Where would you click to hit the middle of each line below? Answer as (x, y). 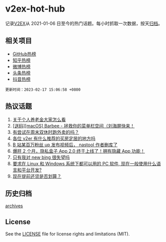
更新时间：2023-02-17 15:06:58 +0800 (43, 89)
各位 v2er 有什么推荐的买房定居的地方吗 (54, 138)
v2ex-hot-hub (35, 9)
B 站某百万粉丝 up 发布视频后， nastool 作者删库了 (65, 145)
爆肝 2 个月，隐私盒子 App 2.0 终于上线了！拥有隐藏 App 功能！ (79, 151)
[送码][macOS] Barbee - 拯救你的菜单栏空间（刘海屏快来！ (73, 126)
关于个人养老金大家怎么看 (39, 119)
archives (14, 206)
